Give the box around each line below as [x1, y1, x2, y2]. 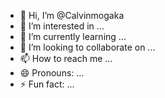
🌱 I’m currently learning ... [19, 31, 127, 42]
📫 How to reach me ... [19, 53, 113, 64]
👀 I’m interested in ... [19, 20, 105, 32]
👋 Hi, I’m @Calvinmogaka [19, 10, 125, 21]
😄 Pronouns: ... [19, 67, 85, 79]
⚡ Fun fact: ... [19, 78, 75, 90]
